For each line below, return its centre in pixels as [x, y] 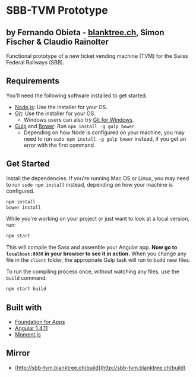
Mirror [18, 353]
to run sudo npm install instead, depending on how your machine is [90, 184]
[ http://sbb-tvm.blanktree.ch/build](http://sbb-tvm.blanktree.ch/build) [100, 367]
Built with [24, 308]
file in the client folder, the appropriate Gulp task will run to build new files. [98, 260]
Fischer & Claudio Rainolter [57, 41]
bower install [24, 207]
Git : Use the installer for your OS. [55, 113]
